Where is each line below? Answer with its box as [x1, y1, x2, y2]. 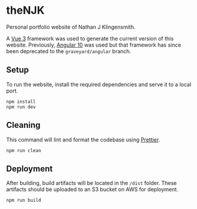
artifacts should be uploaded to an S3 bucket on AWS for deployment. [6, 186, 178, 193]
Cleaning [6, 120, 41, 130]
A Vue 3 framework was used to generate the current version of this [6, 35, 174, 42]
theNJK [6, 4, 45, 17]
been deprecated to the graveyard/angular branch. [6, 47, 131, 54]
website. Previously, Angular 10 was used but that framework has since [6, 41, 181, 48]
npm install [6, 99, 36, 105]
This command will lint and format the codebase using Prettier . [6, 136, 160, 143]
